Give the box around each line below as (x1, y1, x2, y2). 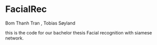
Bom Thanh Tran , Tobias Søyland (5, 20, 76, 26)
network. (5, 35, 24, 41)
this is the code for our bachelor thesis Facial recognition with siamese (5, 29, 152, 35)
